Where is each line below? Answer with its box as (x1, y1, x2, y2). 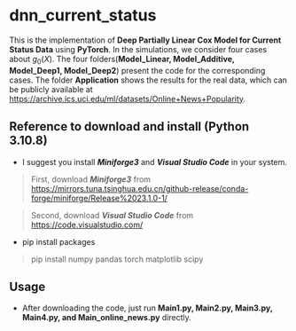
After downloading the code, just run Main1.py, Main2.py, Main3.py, (21, 303, 273, 313)
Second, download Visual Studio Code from (30, 209, 194, 220)
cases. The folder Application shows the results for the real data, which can (9, 75, 288, 85)
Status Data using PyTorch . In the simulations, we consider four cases (9, 43, 268, 54)
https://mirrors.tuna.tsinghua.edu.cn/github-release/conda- (30, 183, 249, 193)
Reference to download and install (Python (9, 119, 250, 134)
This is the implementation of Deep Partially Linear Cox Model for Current (9, 35, 282, 45)
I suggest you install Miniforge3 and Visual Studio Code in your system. (21, 156, 288, 167)
